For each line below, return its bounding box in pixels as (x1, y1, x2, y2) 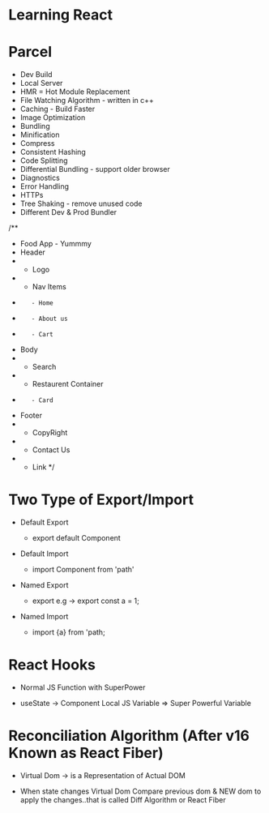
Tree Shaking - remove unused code (19, 199, 143, 208)
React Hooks (8, 656, 96, 674)
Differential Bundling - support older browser (19, 165, 170, 174)
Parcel (8, 43, 53, 62)
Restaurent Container (32, 379, 104, 389)
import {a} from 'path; (32, 627, 105, 637)
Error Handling (19, 182, 70, 191)
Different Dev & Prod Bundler (19, 208, 117, 217)
